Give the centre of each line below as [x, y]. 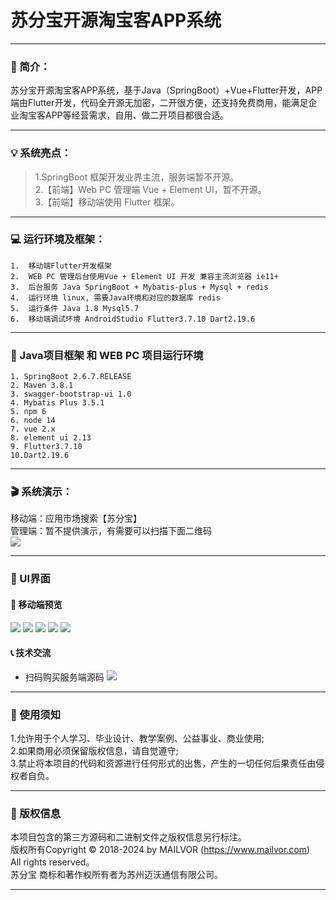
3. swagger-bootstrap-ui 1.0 [71, 394]
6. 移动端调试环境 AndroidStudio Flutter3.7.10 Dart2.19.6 [133, 319]
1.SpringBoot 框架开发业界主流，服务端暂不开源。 [137, 177]
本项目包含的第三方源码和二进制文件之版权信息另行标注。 [128, 837]
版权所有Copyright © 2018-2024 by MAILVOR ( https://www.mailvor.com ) [160, 850]
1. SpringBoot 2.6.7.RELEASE [71, 377]
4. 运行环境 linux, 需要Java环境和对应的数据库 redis [115, 297]
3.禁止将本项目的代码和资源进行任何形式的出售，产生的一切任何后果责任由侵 [167, 763]
